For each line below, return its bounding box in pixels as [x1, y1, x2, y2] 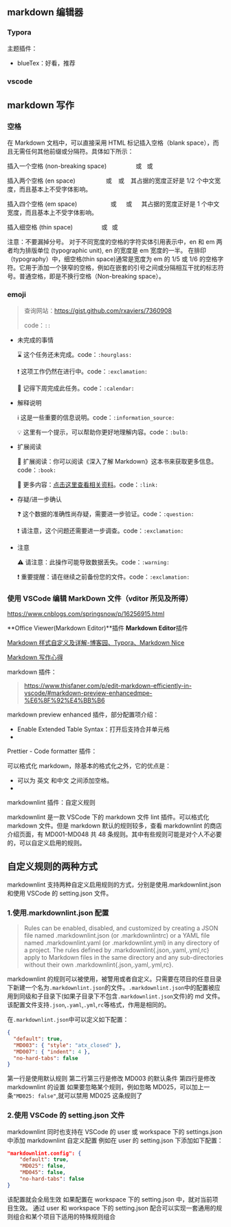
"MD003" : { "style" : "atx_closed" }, [13, 1042, 122, 1049]
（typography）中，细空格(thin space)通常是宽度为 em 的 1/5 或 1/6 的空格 [7, 255, 218, 263]
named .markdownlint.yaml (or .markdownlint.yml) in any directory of [23, 939, 220, 947]
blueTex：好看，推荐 [16, 59, 76, 67]
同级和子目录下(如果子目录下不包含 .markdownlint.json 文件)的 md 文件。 [19, 992, 224, 1000]
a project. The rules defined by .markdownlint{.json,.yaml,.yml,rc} [23, 946, 210, 954]
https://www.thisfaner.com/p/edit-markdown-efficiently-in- [23, 681, 192, 690]
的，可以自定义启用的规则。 [7, 838, 86, 847]
